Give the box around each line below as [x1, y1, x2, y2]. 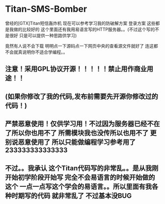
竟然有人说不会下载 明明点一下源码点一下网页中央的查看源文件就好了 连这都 [5, 43, 158, 49]
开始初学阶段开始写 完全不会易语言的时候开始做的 [5, 173, 155, 181]
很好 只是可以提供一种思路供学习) [9, 32, 77, 38]
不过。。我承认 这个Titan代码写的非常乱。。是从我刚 [5, 164, 159, 172]
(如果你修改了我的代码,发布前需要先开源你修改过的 [5, 92, 158, 101]
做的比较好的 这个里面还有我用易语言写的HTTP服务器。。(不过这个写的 [13, 26, 155, 32]
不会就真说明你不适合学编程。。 [5, 49, 68, 55]
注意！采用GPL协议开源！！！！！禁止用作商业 [5, 65, 147, 73]
